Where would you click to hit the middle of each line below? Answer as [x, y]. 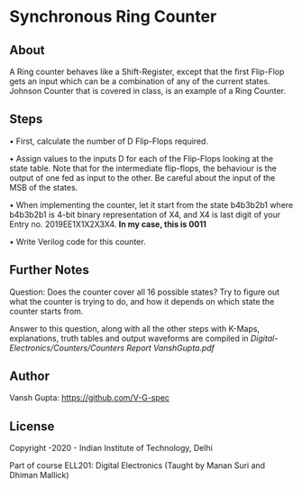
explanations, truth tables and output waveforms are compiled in [129, 338]
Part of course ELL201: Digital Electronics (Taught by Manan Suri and [137, 465]
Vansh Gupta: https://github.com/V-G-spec [89, 398]
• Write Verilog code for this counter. [78, 241]
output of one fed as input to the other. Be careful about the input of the [142, 177]
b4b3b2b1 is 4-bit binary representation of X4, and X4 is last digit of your [145, 214]
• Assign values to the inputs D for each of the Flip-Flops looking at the [141, 158]
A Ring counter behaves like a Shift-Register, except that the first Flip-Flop [147, 71]
